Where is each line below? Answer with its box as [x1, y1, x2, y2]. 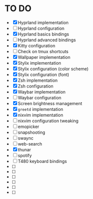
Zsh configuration [18, 83, 54, 89]
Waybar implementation [18, 89, 66, 95]
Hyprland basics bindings [18, 31, 69, 37]
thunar [18, 146, 31, 152]
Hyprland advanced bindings [18, 37, 76, 43]
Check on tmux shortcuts [18, 48, 69, 54]
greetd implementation [18, 106, 64, 112]
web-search [18, 141, 42, 146]
